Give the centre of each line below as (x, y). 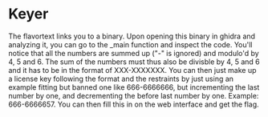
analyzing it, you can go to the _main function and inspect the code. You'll (130, 44)
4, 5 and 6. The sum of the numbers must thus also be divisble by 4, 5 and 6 (134, 62)
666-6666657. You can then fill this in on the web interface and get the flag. (134, 104)
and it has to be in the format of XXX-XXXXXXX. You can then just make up (132, 70)
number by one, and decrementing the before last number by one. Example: (134, 95)
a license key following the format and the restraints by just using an (121, 79)
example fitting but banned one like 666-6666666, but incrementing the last (134, 87)
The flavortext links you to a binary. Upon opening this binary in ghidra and (132, 36)
